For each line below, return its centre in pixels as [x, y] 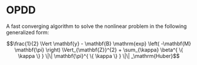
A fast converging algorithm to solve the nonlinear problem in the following [96, 26]
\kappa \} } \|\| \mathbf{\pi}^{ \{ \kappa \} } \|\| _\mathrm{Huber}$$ [99, 56]
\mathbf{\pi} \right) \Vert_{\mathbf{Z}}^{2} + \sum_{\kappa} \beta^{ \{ [99, 49]
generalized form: [28, 32]
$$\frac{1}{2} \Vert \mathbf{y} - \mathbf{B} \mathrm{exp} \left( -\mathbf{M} [99, 44]
